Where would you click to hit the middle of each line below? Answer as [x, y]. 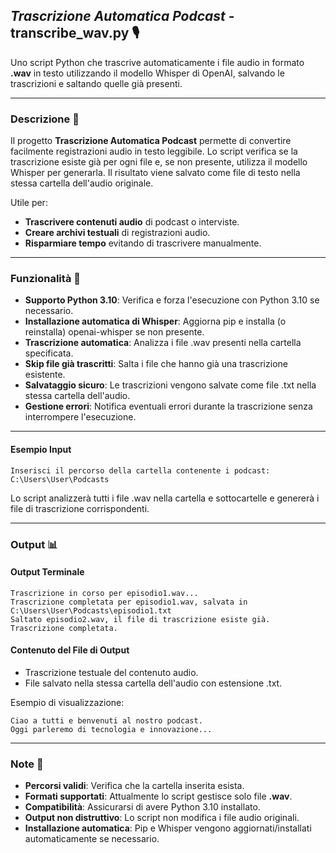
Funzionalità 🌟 [45, 279]
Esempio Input [41, 449]
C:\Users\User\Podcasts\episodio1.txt [91, 610]
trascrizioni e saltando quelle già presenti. [96, 83]
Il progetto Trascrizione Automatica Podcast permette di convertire [151, 141]
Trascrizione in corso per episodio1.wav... [104, 593]
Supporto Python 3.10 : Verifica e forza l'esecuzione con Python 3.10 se [172, 300]
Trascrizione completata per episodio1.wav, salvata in [129, 602]
